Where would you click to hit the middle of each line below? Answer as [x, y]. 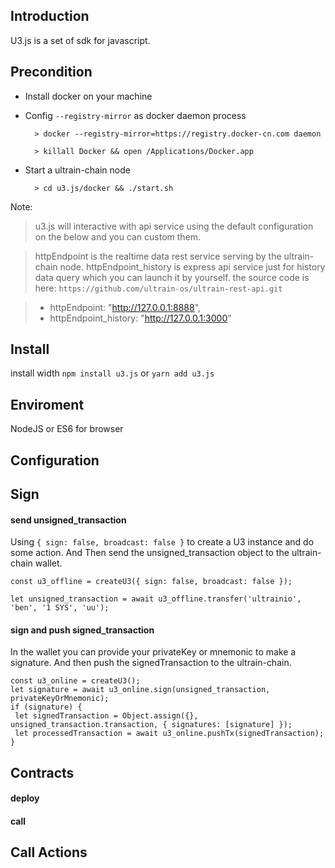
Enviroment [47, 404]
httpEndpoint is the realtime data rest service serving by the [158, 256]
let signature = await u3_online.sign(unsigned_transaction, [140, 690]
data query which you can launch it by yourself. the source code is [172, 277]
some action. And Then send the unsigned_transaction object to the [150, 553]
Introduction [50, 16]
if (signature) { [46, 707]
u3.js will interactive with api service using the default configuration [174, 226]
